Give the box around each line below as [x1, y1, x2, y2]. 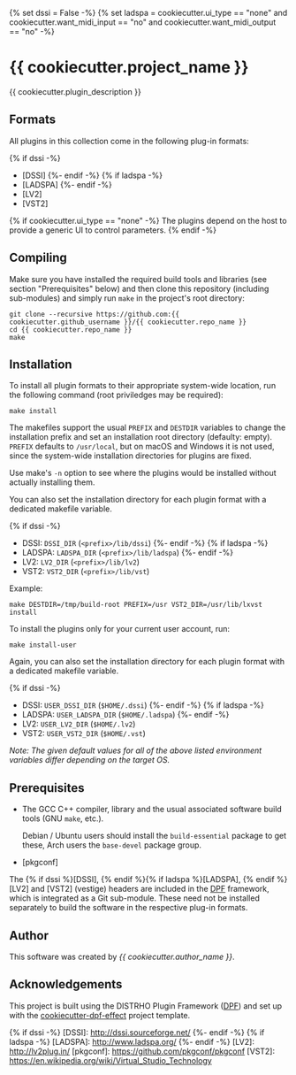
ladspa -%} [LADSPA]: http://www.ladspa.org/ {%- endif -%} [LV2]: [9, 1036, 254, 1047]
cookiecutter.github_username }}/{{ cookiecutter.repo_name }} [9, 318, 247, 326]
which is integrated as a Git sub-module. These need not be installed [9, 893, 261, 903]
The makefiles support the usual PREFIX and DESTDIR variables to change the [9, 422, 286, 433]
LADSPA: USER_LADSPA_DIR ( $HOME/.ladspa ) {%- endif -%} [21, 710, 230, 720]
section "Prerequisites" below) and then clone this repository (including [9, 283, 269, 294]
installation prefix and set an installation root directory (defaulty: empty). [9, 432, 272, 442]
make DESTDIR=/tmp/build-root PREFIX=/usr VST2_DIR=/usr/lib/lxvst [9, 601, 263, 610]
